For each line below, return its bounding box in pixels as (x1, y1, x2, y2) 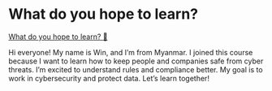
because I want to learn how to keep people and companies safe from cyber (8, 56, 264, 66)
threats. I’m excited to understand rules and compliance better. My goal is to (8, 64, 263, 74)
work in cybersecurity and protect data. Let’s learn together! (8, 73, 209, 83)
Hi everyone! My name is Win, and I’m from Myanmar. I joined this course (8, 47, 253, 57)
